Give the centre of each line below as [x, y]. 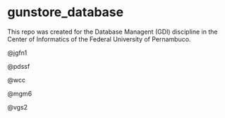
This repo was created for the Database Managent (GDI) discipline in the [112, 32]
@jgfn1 [17, 53]
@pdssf [19, 66]
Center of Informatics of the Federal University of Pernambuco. [99, 39]
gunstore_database [66, 12]
